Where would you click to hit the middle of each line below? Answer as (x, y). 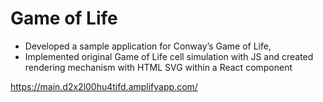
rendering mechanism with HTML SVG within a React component (158, 67)
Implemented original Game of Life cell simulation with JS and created (169, 56)
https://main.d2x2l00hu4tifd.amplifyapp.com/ (104, 86)
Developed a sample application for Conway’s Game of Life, (148, 46)
